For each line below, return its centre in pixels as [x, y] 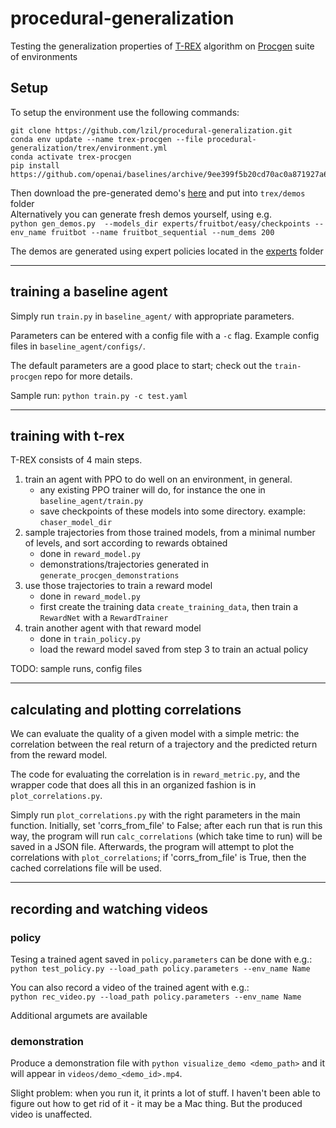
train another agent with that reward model [113, 628]
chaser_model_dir [76, 523]
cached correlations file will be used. [86, 868]
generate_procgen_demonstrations [109, 576]
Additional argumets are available [79, 1015]
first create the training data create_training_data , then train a [169, 607]
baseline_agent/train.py [91, 502]
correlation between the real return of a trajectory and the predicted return [164, 744]
